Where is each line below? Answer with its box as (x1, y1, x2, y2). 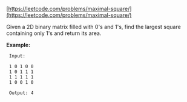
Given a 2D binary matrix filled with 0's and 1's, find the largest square (6, 24, 182, 30)
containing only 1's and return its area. (6, 30, 102, 37)
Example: (6, 42, 31, 48)
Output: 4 (8, 90, 34, 96)
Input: (8, 53, 26, 59)
